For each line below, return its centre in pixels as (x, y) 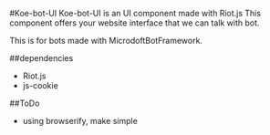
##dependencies (42, 58)
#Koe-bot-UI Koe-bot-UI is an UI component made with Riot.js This (135, 13)
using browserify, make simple (80, 121)
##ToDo (25, 103)
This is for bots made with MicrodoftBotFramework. (106, 41)
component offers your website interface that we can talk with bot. (135, 23)
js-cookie (41, 85)
